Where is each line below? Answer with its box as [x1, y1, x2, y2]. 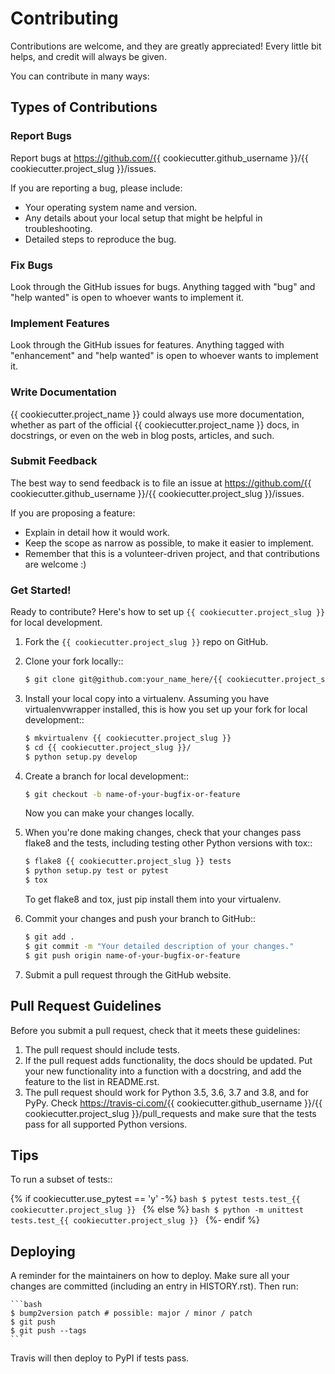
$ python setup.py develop [24, 752, 138, 762]
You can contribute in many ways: [10, 70, 150, 82]
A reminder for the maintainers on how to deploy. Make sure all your [10, 1270, 290, 1282]
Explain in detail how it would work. [24, 526, 171, 538]
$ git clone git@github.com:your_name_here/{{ [24, 675, 223, 685]
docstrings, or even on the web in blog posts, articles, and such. [10, 429, 275, 441]
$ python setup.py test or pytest [24, 866, 169, 876]
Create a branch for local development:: [24, 770, 190, 782]
